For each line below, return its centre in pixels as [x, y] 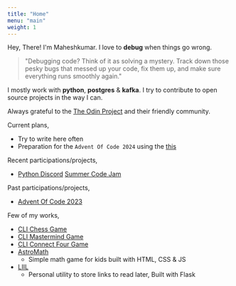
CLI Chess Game [42, 229]
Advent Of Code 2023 [50, 202]
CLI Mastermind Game [50, 237]
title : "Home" [28, 14]
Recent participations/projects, [53, 160]
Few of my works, [33, 216]
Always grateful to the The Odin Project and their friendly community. [109, 112]
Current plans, [28, 125]
